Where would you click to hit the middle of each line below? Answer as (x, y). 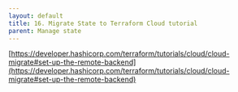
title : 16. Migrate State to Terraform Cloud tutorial (103, 23)
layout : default (36, 16)
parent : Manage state (45, 31)
